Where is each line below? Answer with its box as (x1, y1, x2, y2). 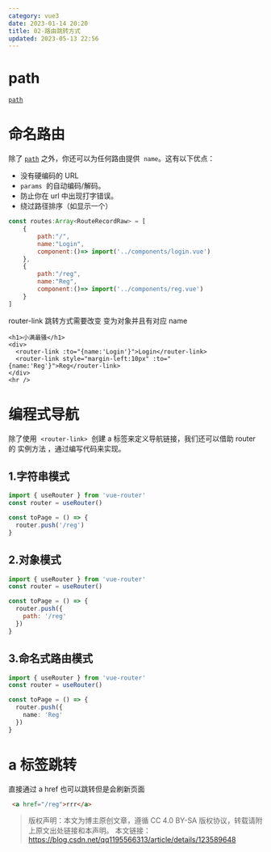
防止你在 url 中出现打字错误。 (19, 191, 119, 201)
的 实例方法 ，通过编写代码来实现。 (8, 443, 126, 453)
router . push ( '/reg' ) (15, 521, 85, 529)
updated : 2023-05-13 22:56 (8, 34, 99, 43)
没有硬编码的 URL (19, 171, 79, 180)
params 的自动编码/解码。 (19, 181, 106, 191)
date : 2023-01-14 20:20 (8, 19, 89, 28)
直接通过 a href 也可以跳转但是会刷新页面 (8, 784, 145, 794)
